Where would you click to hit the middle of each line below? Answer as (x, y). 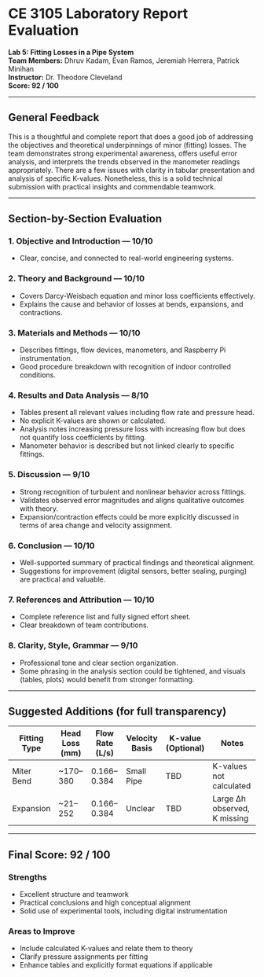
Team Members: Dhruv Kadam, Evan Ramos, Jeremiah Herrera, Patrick (124, 61)
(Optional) (185, 748)
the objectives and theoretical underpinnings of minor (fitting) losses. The (127, 145)
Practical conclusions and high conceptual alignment (105, 903)
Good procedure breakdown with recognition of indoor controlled (125, 367)
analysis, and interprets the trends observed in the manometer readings (124, 161)
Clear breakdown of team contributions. (84, 625)
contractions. (41, 312)
